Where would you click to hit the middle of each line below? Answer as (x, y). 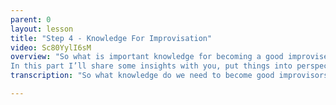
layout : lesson (42, 29)
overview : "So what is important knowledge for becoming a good (147, 57)
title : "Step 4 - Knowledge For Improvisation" (111, 38)
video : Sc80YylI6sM (51, 47)
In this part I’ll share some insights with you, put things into (151, 66)
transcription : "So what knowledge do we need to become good (142, 76)
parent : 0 (31, 19)
